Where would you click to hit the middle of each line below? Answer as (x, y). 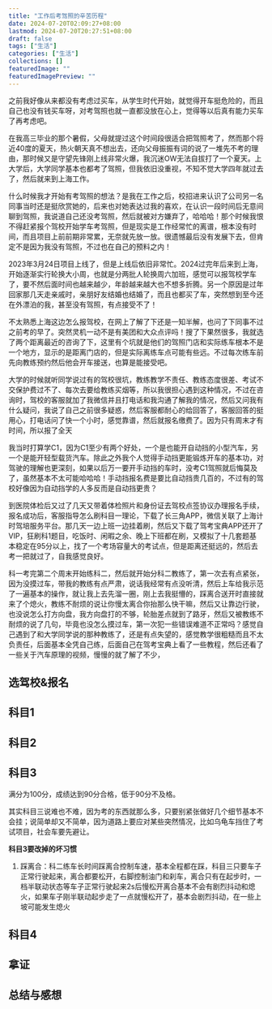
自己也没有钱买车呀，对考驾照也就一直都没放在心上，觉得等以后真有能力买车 (136, 110)
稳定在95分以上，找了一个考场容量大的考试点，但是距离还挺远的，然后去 (136, 545)
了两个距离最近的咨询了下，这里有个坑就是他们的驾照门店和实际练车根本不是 (136, 342)
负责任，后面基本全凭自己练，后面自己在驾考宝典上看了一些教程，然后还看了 (136, 644)
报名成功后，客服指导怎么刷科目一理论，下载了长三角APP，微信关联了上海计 (136, 515)
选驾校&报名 (39, 683)
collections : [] (36, 62)
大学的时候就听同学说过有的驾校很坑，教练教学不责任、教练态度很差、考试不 (136, 379)
